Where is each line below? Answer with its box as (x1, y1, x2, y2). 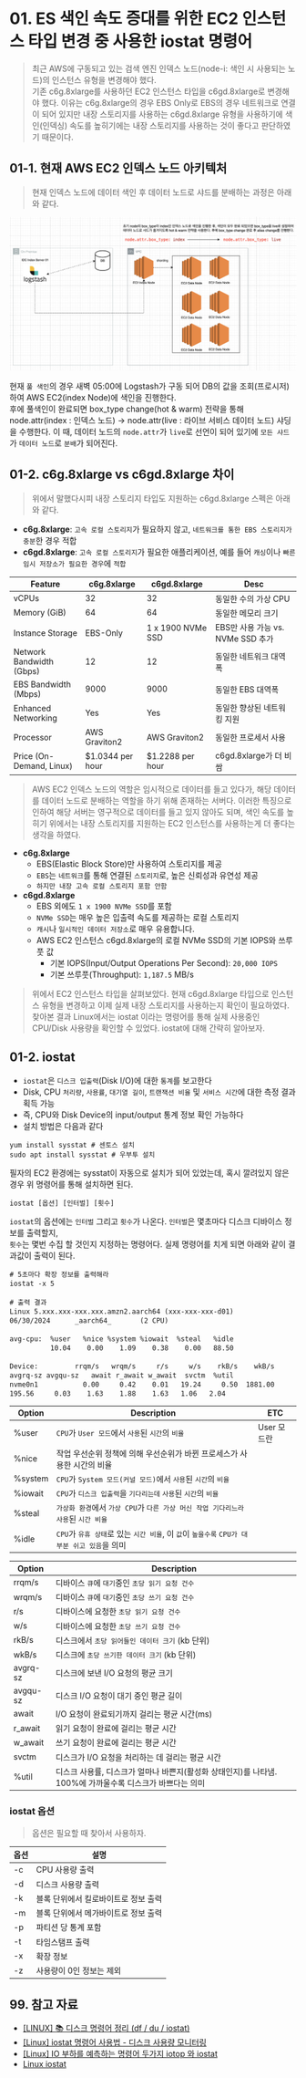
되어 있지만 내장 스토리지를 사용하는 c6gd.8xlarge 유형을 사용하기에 (41, 109, 284, 119)
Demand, (13, 761, 47, 772)
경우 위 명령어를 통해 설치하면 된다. (9, 1179, 134, 1190)
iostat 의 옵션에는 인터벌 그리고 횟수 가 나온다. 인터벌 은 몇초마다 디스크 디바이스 (9, 1215, 283, 1227)
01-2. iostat (9, 1050, 76, 1065)
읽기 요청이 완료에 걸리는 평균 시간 (55, 1723, 177, 1734)
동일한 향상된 (215, 701, 262, 712)
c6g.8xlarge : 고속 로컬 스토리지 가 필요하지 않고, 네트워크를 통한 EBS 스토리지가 (22, 524, 293, 535)
